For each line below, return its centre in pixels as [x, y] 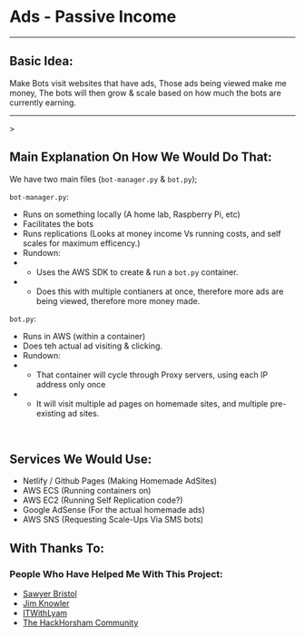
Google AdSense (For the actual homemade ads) [114, 510]
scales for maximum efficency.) [81, 243]
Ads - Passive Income [93, 17]
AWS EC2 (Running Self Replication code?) [103, 500]
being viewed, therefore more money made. [118, 300]
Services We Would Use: [81, 459]
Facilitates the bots [58, 223]
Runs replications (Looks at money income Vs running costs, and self [152, 233]
